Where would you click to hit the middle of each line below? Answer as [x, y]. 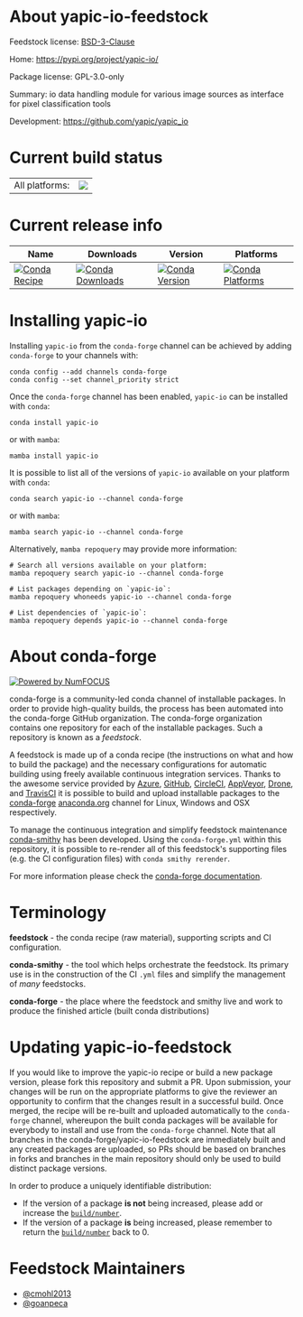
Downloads [112, 254]
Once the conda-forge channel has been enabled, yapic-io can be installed [149, 396]
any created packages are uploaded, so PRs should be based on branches [148, 1149]
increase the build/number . [72, 1212]
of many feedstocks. [48, 983]
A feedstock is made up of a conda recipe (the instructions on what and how [151, 755]
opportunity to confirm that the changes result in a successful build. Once [147, 1101]
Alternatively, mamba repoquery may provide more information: [123, 549]
